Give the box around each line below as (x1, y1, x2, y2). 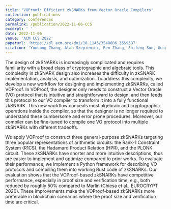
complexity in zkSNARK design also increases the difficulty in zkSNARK (5, 70, 156, 76)
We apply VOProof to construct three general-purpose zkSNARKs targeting (5, 134, 163, 140)
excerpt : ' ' (5, 26, 33, 32)
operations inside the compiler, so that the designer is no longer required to (5, 108, 163, 114)
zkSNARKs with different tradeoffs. (5, 124, 79, 130)
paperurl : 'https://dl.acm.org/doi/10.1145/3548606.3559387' (5, 41, 138, 46)
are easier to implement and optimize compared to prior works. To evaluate (5, 156, 163, 162)
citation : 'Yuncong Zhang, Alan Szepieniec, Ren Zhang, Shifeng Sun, (5, 45, 156, 50)
